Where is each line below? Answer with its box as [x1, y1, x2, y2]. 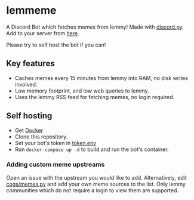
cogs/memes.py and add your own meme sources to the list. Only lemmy [6, 180, 186, 187]
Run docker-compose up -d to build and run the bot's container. [14, 146, 169, 153]
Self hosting [6, 111, 53, 121]
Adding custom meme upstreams [6, 161, 105, 169]
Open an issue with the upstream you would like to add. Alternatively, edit [6, 174, 187, 181]
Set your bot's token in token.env [14, 139, 97, 146]
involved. [14, 81, 38, 88]
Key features [6, 59, 55, 69]
